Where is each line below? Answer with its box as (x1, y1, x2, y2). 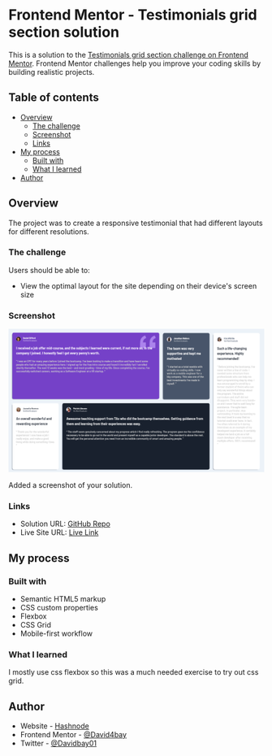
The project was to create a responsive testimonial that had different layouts (8, 218, 263, 228)
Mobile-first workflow (19, 628, 93, 639)
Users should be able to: (8, 265, 91, 275)
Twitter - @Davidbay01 (19, 738, 97, 749)
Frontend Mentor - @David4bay (19, 730, 127, 740)
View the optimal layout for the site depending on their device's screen (19, 280, 257, 290)
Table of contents (8, 91, 99, 105)
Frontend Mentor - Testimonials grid (8, 6, 257, 24)
